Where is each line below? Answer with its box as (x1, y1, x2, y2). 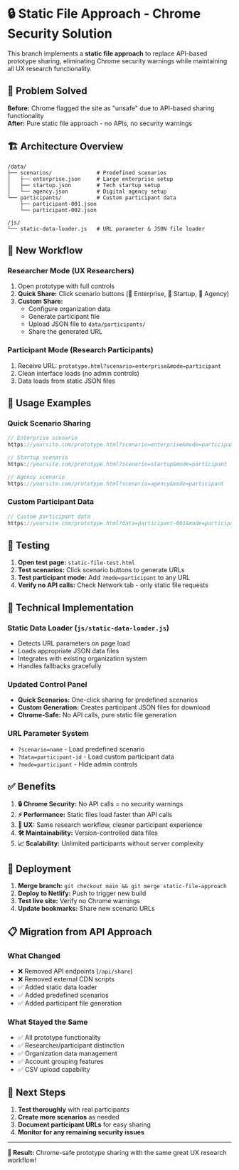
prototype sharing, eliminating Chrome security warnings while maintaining (7, 56, 228, 65)
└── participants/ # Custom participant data (7, 194, 176, 201)
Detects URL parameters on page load (17, 639, 130, 648)
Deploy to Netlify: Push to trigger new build (17, 889, 147, 897)
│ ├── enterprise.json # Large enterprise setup (7, 175, 174, 182)
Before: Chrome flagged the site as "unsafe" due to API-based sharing (7, 104, 215, 112)
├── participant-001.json (20, 200, 97, 207)
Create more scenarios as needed (17, 1113, 119, 1122)
